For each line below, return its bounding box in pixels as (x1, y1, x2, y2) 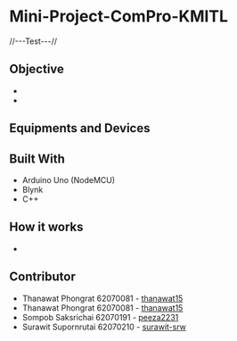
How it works (9, 220, 84, 235)
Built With (9, 151, 65, 166)
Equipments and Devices (9, 121, 151, 136)
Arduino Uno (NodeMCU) (21, 174, 116, 185)
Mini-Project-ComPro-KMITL (9, 6, 229, 27)
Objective (9, 62, 65, 77)
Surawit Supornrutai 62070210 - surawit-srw (21, 321, 187, 332)
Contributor (9, 270, 76, 285)
